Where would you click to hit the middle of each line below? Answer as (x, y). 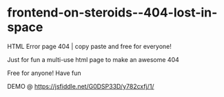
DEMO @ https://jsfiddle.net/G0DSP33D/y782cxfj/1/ (81, 86)
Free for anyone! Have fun (44, 73)
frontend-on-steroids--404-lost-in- (112, 13)
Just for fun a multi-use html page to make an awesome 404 (93, 59)
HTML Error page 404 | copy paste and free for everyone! (90, 46)
